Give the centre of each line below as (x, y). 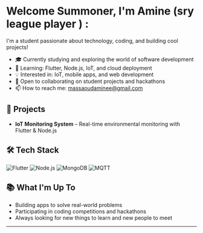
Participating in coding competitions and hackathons (81, 212)
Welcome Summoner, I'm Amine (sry (100, 11)
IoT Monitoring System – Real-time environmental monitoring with (97, 124)
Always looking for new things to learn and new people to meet (93, 218)
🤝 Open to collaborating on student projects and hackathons (90, 81)
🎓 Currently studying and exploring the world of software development (104, 59)
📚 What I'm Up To (41, 187)
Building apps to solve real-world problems (69, 205)
